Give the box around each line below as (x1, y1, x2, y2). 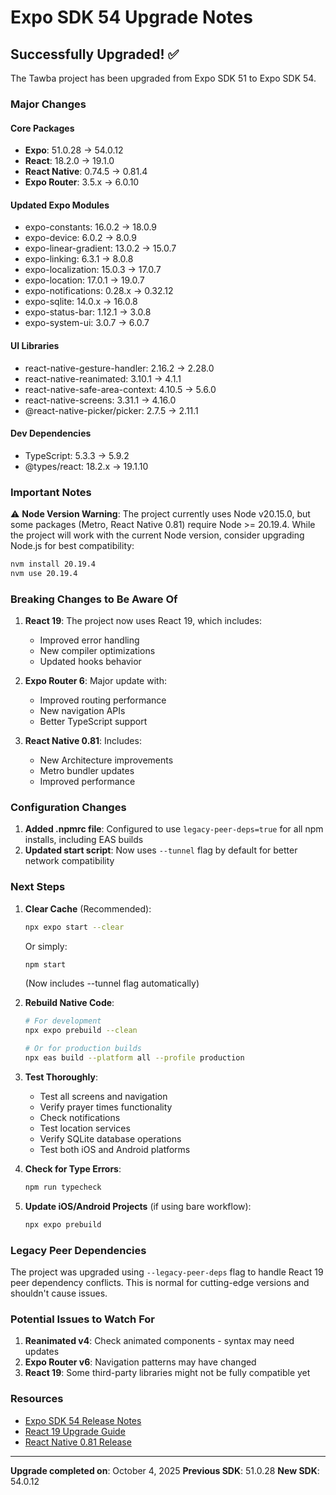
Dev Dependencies (10, 427, 92, 440)
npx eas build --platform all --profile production (24, 1053, 245, 1063)
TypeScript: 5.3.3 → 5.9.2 (24, 449, 130, 461)
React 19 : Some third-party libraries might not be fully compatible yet (24, 1367, 311, 1379)
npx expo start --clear (24, 922, 125, 932)
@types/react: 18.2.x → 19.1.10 (24, 460, 149, 472)
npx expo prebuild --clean (24, 1026, 138, 1036)
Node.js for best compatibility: (10, 540, 135, 552)
